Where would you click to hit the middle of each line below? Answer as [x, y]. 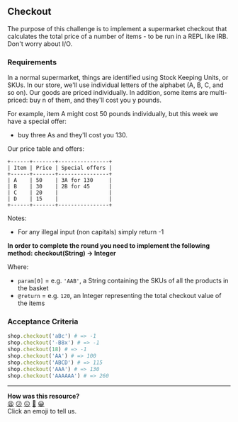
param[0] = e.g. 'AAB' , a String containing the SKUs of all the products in [123, 281]
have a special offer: [37, 121]
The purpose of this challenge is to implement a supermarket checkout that [117, 28]
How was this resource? [44, 396]
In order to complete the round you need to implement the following [109, 246]
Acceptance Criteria [43, 321]
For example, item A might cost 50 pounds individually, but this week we [113, 114]
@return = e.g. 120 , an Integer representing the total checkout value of [119, 296]
